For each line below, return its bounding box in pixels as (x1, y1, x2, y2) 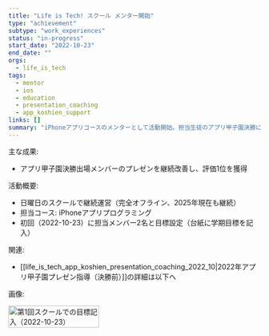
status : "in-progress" (8, 34, 84, 43)
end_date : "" (8, 49, 52, 57)
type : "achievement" (8, 19, 78, 27)
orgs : (8, 57, 26, 65)
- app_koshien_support (15, 109, 91, 117)
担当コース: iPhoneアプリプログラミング (19, 208, 152, 217)
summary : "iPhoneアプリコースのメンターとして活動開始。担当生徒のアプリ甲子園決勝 (8, 123, 256, 132)
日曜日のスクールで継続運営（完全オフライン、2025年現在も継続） (19, 197, 241, 207)
